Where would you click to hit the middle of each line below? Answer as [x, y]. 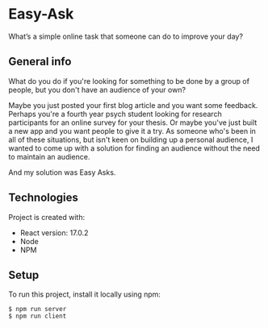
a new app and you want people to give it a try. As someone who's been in [132, 131]
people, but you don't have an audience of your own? [97, 89]
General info [40, 62]
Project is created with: [47, 217]
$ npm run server [38, 309]
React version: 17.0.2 [54, 233]
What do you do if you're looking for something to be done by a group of [129, 81]
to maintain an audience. [49, 156]
